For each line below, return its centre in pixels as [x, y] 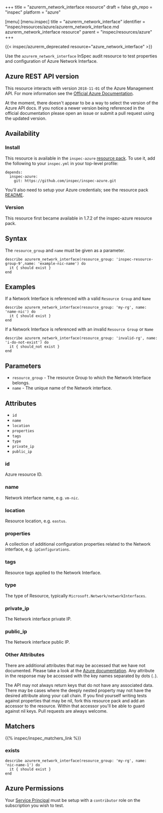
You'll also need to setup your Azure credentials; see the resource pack [77, 190]
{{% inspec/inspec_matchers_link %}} [43, 738]
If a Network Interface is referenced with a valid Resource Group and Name [78, 298]
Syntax [16, 239]
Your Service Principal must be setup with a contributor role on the [73, 800]
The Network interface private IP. [38, 619]
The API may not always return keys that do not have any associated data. [79, 685]
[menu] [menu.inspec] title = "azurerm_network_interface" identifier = [75, 22]
